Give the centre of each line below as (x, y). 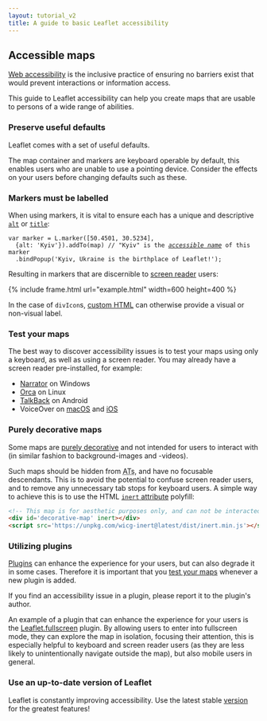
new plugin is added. (43, 580)
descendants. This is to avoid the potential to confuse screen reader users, (131, 480)
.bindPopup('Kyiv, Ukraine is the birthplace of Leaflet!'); (119, 259)
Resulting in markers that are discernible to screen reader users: (113, 274)
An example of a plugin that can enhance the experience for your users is (128, 620)
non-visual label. (35, 313)
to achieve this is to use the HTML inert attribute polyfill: (101, 496)
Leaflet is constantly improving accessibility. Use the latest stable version (128, 700)
